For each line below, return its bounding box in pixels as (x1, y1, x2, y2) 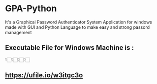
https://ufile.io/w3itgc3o (5, 71, 83, 80)
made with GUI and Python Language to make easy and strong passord (5, 24, 150, 30)
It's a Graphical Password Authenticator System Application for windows (5, 19, 153, 25)
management (5, 29, 32, 35)
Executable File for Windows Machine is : (5, 43, 134, 52)
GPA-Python (5, 3, 57, 14)
